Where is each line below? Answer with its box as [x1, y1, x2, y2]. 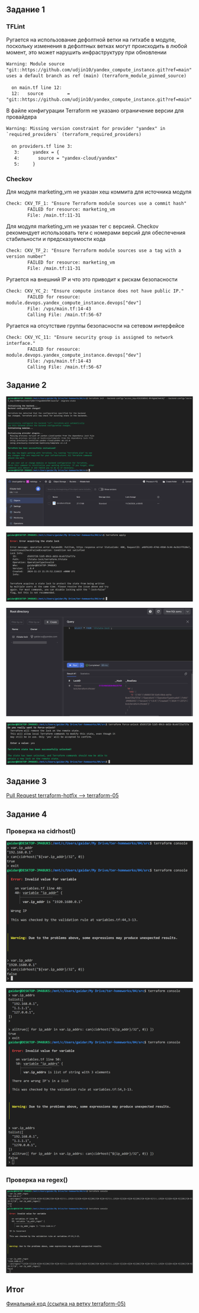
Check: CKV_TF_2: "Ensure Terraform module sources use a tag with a [6, 248, 182, 253]
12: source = [11, 90, 70, 97]
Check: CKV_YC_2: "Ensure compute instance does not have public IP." [6, 288, 184, 294]
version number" [6, 253, 46, 259]
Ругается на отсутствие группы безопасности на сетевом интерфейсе [6, 322, 185, 329]
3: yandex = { [14, 149, 60, 155]
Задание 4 [6, 809, 47, 819]
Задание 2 [6, 380, 47, 391]
